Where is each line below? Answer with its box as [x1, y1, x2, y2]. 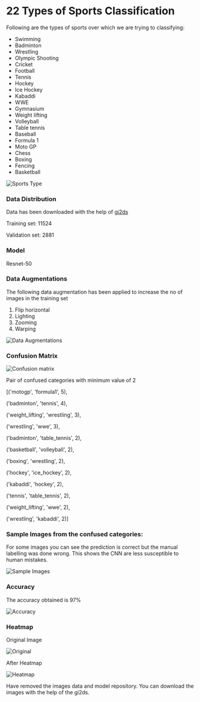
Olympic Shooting [14, 54, 59, 61]
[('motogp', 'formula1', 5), [6, 389, 68, 396]
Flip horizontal [14, 306, 50, 313]
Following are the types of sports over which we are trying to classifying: [6, 24, 185, 31]
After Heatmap [6, 660, 43, 667]
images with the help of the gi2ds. [6, 689, 90, 696]
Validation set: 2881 [6, 231, 55, 239]
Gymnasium [14, 105, 45, 112]
